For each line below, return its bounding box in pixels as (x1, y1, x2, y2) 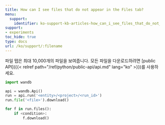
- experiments (5, 30, 34, 35)
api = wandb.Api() (5, 89, 43, 94)
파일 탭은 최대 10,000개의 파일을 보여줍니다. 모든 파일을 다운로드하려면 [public (5, 57, 156, 64)
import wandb (5, 79, 32, 85)
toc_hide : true (5, 35, 36, 40)
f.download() (23, 116, 50, 121)
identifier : (14, 21, 38, 26)
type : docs (5, 39, 27, 44)
